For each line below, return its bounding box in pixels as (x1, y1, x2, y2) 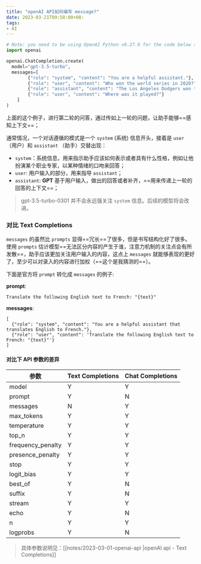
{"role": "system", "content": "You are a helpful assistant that (11, 321, 181, 327)
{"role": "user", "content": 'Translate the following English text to (11, 332, 194, 338)
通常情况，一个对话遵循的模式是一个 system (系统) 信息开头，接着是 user (6, 134, 184, 141)
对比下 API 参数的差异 (6, 355, 60, 363)
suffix (9, 489, 25, 498)
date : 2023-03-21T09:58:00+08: (6, 14, 84, 20)
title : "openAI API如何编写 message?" (6, 8, 100, 15)
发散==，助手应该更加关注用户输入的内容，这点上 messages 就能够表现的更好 (6, 250, 195, 258)
